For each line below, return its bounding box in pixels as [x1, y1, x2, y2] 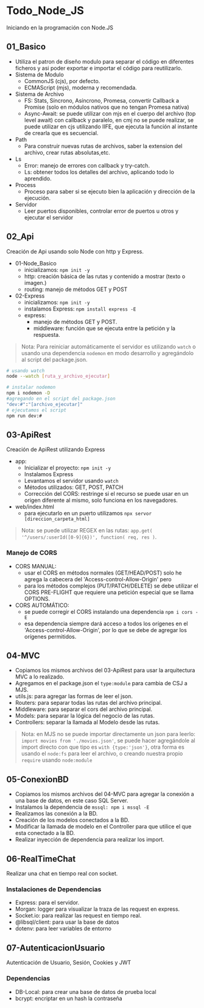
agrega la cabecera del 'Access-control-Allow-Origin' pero [24, 575, 172, 583]
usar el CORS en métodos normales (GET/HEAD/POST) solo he [24, 569, 182, 576]
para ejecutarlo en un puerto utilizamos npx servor [24, 510, 152, 517]
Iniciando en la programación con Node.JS [6, 24, 114, 31]
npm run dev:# [6, 413, 43, 419]
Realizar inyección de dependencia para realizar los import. [15, 836, 164, 844]
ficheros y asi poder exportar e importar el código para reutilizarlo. [15, 64, 183, 72]
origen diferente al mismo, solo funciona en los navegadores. [24, 496, 178, 504]
